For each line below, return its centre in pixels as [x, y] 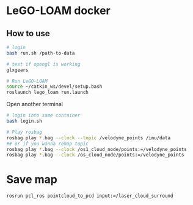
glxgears [17, 70]
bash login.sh [24, 121]
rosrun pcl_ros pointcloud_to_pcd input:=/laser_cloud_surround [90, 196]
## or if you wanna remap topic [47, 144]
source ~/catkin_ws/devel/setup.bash [54, 87]
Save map [32, 180]
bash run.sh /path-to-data [41, 53]
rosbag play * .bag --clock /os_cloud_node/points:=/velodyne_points [95, 155]
